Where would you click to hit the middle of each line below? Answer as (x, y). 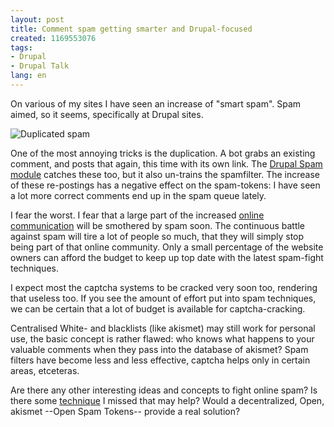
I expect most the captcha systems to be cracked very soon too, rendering (164, 287)
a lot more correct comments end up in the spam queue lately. (138, 195)
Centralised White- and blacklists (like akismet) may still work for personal (163, 328)
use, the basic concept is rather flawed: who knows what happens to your (162, 338)
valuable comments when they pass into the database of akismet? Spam (159, 349)
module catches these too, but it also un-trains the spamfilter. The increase (165, 174)
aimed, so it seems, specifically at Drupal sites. (107, 114)
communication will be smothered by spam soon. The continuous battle (158, 225)
